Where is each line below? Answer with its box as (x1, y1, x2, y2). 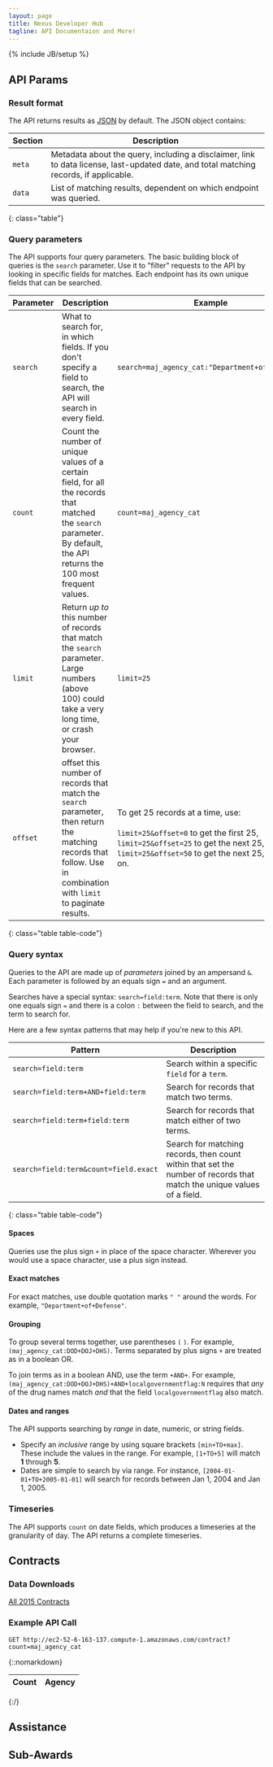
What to (61, 311, 92, 322)
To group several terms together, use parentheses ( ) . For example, (8, 1337, 235, 1347)
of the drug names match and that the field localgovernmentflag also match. (8, 1387, 264, 1397)
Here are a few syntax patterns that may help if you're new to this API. (8, 1025, 243, 1034)
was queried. (50, 193, 101, 204)
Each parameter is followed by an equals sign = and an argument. (8, 976, 227, 986)
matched (61, 507, 96, 519)
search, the (61, 382, 105, 394)
